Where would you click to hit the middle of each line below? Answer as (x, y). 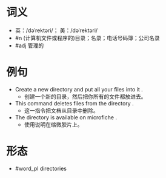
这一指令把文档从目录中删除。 (61, 110)
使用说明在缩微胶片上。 (53, 124)
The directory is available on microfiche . (66, 117)
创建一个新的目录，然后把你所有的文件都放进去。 (85, 96)
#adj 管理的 (29, 45)
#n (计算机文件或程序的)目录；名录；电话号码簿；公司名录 (88, 38)
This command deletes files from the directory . (75, 103)
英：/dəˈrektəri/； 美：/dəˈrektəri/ (56, 30)
